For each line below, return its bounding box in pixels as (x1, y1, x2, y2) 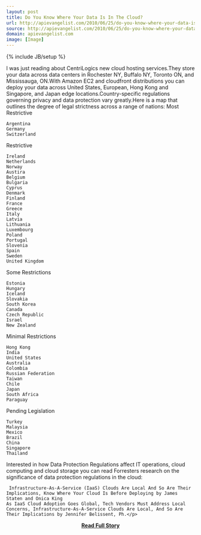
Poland (6, 232, 23, 238)
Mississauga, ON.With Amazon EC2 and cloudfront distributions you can (6, 77, 185, 84)
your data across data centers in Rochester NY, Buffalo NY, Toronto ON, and (6, 71, 194, 78)
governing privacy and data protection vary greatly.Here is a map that (6, 96, 178, 104)
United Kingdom (6, 258, 44, 264)
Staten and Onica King (6, 495, 63, 501)
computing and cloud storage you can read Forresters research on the (6, 467, 179, 474)
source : (6, 25, 26, 32)
